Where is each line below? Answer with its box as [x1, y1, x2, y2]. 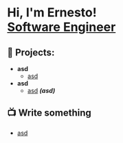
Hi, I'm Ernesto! [7, 5, 98, 21]
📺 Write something [7, 107, 91, 119]
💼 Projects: [7, 47, 55, 58]
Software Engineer [7, 19, 116, 35]
